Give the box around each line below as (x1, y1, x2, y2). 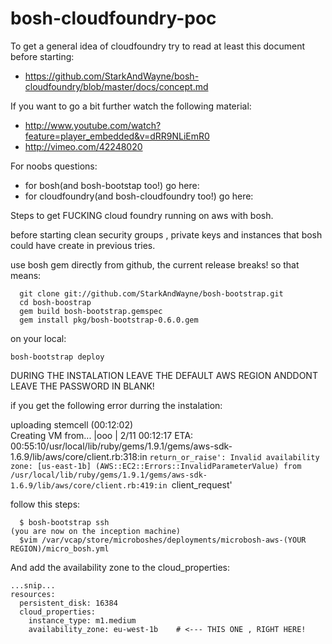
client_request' (171, 478, 233, 491)
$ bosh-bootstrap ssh (19, 517, 110, 527)
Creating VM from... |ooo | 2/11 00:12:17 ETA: (10, 429, 194, 441)
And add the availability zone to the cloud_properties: (10, 561, 231, 573)
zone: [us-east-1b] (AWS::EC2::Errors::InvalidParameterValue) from (10, 461, 302, 471)
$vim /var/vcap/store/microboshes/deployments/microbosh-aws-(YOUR (19, 535, 307, 545)
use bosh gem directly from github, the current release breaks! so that (10, 258, 300, 271)
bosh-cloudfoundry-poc (10, 7, 217, 30)
